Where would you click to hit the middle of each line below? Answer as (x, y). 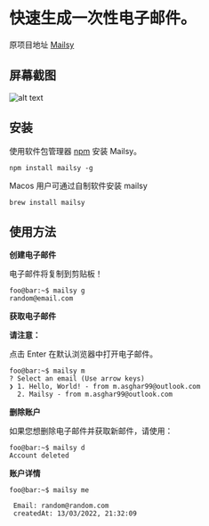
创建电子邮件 (32, 255)
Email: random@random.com (61, 506)
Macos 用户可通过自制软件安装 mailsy (79, 185)
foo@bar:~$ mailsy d (48, 448)
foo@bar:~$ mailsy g (48, 291)
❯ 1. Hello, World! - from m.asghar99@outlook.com (105, 387)
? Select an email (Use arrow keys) (77, 379)
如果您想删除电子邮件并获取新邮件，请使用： (91, 431)
